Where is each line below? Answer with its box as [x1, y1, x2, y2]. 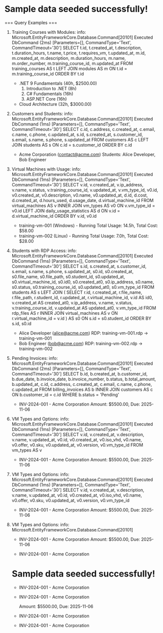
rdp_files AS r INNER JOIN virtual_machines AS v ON [11, 310, 118, 316]
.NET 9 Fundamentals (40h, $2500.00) [19, 80, 97, 86]
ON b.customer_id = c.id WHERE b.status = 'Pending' [11, 391, 119, 398]
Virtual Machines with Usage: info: [11, 166, 81, 172]
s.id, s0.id [11, 320, 32, 327]
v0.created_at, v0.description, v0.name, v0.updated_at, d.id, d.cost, [11, 192, 148, 198]
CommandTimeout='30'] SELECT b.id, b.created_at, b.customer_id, [11, 371, 148, 377]
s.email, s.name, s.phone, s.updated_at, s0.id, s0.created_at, [11, 268, 134, 274]
